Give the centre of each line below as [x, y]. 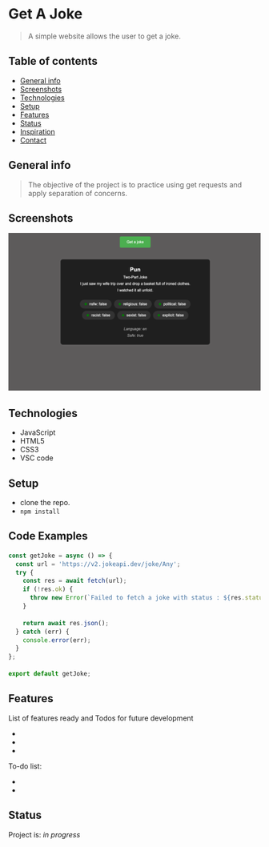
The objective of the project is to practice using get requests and [135, 184]
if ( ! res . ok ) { [48, 589]
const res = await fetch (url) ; [75, 581]
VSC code [36, 458]
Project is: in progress [44, 834]
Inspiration [37, 131]
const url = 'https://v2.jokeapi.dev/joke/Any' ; [98, 564]
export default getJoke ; [50, 674]
